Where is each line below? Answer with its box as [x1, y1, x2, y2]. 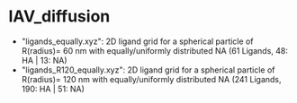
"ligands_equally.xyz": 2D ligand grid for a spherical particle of [21, 36, 254, 47]
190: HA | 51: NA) [21, 83, 85, 94]
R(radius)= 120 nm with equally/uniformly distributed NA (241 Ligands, [21, 73, 282, 84]
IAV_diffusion [8, 6, 111, 27]
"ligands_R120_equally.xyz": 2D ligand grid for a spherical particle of [21, 64, 275, 75]
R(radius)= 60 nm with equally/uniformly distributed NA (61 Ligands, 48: [21, 45, 289, 56]
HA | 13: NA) [21, 55, 68, 65]
